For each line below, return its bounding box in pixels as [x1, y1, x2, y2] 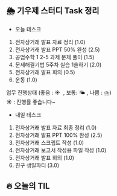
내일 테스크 [14, 111, 42, 118]
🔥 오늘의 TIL [6, 181, 50, 191]
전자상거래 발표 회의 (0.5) [14, 68, 75, 75]
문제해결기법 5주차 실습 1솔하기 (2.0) [14, 61, 102, 68]
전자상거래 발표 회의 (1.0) [14, 154, 74, 161]
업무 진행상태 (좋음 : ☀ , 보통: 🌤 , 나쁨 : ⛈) [6, 89, 112, 96]
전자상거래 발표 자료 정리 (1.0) [14, 38, 86, 45]
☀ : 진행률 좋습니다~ [6, 98, 56, 106]
